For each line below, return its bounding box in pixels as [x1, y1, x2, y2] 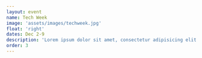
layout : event [6, 8, 42, 15]
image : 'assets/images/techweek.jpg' [6, 20, 102, 26]
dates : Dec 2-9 [6, 31, 45, 37]
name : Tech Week [6, 14, 47, 21]
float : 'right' [6, 25, 45, 32]
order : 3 [6, 43, 29, 49]
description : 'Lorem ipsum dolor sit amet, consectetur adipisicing [6, 37, 183, 43]
